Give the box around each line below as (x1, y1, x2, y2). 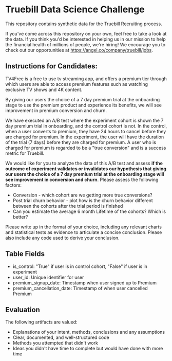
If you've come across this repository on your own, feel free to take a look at (5, 30, 167, 37)
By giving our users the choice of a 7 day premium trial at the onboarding (5, 96, 160, 102)
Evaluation (5, 305, 40, 314)
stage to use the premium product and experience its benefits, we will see (5, 102, 162, 108)
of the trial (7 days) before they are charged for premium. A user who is (5, 139, 157, 145)
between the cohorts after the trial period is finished (12, 203, 123, 209)
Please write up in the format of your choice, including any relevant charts (5, 224, 162, 230)
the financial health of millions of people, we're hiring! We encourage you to (5, 41, 166, 47)
